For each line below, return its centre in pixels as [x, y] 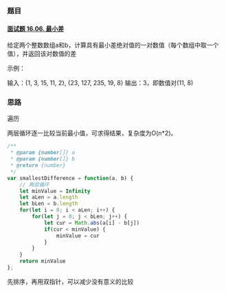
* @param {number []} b [43, 159]
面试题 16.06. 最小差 [35, 28]
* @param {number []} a [43, 153]
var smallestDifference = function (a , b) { [70, 178]
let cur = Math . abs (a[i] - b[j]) [91, 223]
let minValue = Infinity [55, 191]
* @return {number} [38, 166]
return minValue [43, 261]
